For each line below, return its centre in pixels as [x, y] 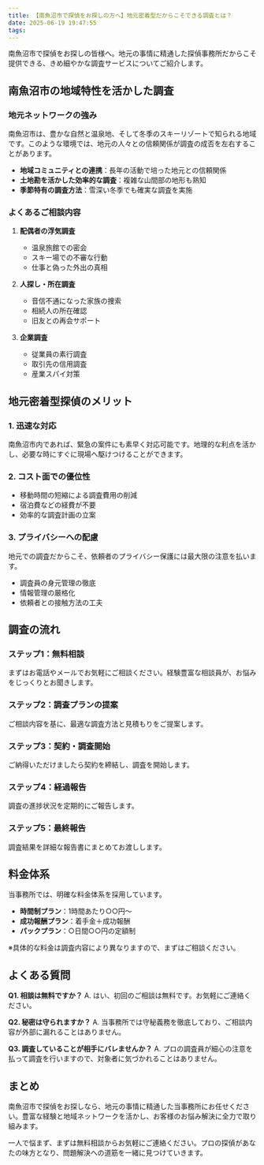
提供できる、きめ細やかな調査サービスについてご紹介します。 [108, 63]
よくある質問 [39, 975]
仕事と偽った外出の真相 [69, 267]
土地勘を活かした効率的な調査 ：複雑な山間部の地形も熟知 [113, 180]
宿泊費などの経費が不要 [58, 505]
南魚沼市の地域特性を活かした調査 [91, 90]
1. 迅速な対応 [32, 425]
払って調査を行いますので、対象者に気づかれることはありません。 [115, 1059]
